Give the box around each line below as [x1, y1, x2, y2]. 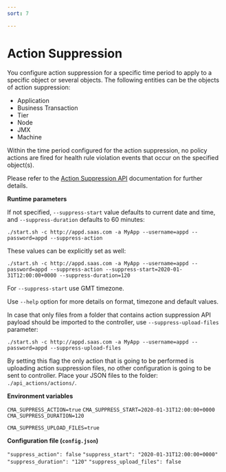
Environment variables [7, 392, 74, 400]
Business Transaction [16, 104, 78, 112]
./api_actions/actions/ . [7, 379, 77, 387]
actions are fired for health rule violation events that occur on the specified [7, 153, 219, 161]
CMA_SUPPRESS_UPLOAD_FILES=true [7, 424, 100, 431]
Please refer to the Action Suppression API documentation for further [7, 174, 203, 182]
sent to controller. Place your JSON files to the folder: [7, 371, 158, 379]
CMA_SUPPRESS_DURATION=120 [7, 412, 84, 419]
